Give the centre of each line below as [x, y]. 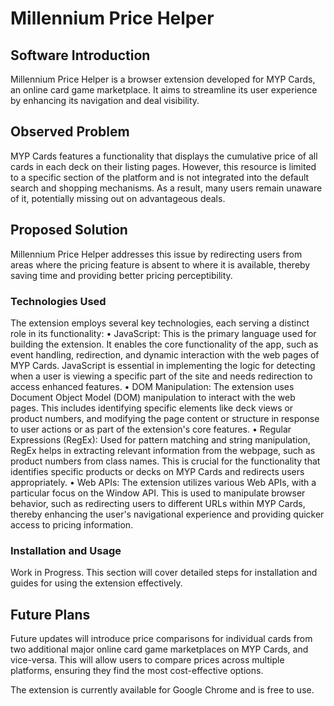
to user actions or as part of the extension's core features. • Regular [151, 429]
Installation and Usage [66, 550]
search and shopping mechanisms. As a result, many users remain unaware [166, 188]
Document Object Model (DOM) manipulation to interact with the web [153, 397]
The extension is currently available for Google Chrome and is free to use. [162, 690]
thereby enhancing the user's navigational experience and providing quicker [167, 514]
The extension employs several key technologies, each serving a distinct [160, 323]
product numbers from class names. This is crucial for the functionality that [165, 461]
